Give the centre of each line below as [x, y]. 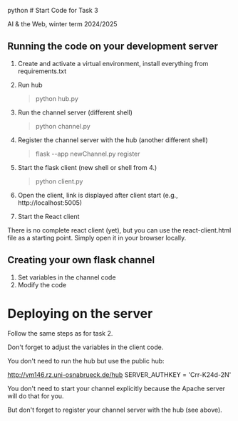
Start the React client [48, 216]
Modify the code [42, 284]
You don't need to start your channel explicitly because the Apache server [117, 388]
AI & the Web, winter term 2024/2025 [62, 24]
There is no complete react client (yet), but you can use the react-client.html [119, 230]
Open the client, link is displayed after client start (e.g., [98, 195]
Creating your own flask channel [81, 260]
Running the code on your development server [113, 47]
